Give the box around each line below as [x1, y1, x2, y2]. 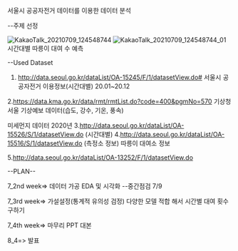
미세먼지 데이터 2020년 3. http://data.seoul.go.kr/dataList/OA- [7, 121, 185, 130]
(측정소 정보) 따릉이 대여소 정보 [83, 139, 171, 148]
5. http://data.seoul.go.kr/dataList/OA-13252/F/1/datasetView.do [7, 153, 194, 162]
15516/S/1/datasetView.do [7, 139, 83, 148]
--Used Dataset [7, 58, 53, 66]
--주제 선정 [7, 21, 38, 30]
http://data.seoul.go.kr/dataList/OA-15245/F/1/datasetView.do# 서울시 [17, 73, 222, 81]
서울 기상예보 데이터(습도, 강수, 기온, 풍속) [7, 106, 124, 114]
